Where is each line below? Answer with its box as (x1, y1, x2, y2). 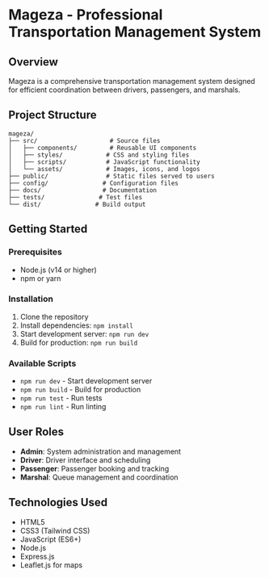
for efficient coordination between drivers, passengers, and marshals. (8, 85, 241, 94)
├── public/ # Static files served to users (8, 172, 216, 180)
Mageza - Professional (8, 6, 163, 24)
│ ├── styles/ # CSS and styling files (8, 151, 190, 159)
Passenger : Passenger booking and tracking (19, 463, 170, 473)
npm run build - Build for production (19, 385, 141, 395)
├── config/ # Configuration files (8, 179, 179, 187)
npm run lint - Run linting (19, 402, 107, 412)
